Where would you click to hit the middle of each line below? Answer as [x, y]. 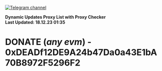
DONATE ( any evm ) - [48, 42]
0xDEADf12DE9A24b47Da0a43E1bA [81, 53]
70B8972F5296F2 [43, 63]
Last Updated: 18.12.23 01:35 [35, 22]
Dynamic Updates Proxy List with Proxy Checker [55, 17]
